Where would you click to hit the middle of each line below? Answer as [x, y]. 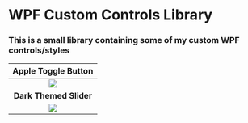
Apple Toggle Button [53, 71]
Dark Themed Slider [53, 96]
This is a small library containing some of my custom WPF [124, 40]
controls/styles [39, 50]
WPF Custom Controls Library [110, 15]
